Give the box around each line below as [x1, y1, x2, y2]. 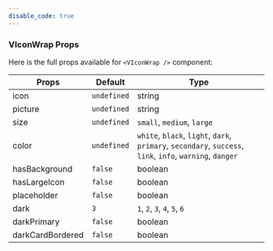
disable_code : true [8, 11, 75, 20]
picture [12, 103, 40, 115]
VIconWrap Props [8, 38, 80, 50]
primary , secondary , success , [136, 140, 245, 151]
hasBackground [12, 163, 73, 175]
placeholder [12, 189, 58, 201]
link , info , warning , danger [136, 149, 238, 161]
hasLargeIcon [12, 176, 65, 188]
